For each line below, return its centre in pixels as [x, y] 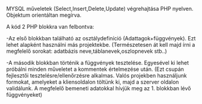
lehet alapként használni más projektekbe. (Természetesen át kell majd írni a [101, 45]
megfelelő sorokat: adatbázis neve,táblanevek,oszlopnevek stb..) [87, 51]
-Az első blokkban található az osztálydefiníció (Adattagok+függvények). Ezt [101, 38]
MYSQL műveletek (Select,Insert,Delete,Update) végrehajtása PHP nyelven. [100, 9]
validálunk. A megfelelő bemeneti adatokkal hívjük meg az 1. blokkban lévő [99, 88]
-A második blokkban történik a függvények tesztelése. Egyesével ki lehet [98, 63]
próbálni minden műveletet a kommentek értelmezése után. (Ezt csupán [95, 69]
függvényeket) [24, 95]
